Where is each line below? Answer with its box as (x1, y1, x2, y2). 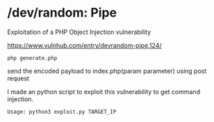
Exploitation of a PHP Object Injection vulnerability (7, 28, 151, 36)
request (7, 74, 30, 82)
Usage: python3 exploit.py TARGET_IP (7, 108, 117, 115)
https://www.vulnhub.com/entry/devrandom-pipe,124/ (7, 41, 162, 49)
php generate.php (7, 54, 58, 62)
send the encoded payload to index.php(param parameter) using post (7, 67, 207, 75)
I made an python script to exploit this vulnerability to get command (7, 87, 200, 96)
